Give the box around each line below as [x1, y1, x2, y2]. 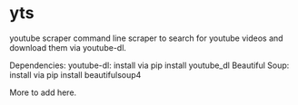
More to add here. [9, 87, 77, 98]
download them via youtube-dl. [9, 42, 127, 52]
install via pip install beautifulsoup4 [9, 69, 142, 80]
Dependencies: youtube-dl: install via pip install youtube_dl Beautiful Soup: [9, 60, 290, 71]
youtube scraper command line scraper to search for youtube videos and [9, 33, 283, 43]
